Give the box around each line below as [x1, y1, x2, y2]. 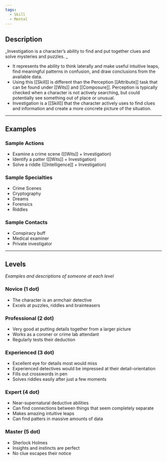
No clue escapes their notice [12, 450, 72, 456]
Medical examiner [12, 235, 49, 242]
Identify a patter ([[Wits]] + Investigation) [12, 156, 97, 162]
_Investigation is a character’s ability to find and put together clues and [5, 48, 150, 54]
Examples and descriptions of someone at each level [5, 273, 114, 279]
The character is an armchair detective [12, 297, 92, 303]
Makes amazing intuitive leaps [12, 411, 75, 417]
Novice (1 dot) [5, 286, 40, 293]
